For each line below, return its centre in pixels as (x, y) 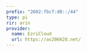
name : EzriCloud (32, 34)
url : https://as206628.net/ (46, 39)
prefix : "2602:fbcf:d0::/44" (42, 12)
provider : (18, 28)
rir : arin (18, 23)
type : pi (17, 17)
